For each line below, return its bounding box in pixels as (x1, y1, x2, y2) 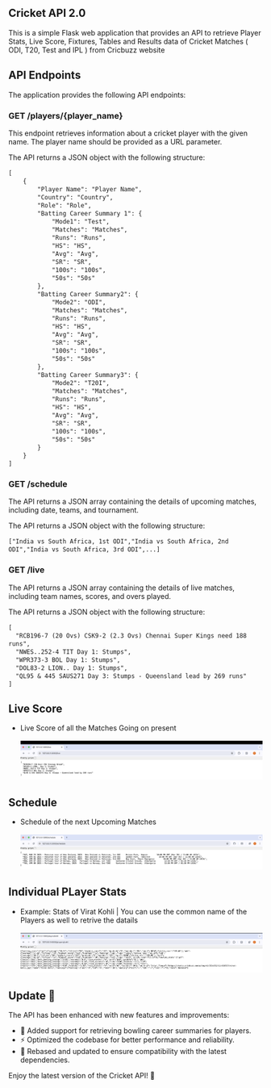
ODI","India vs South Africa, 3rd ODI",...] (8, 546, 161, 554)
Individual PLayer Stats (8, 885, 127, 899)
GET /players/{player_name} (8, 110, 123, 121)
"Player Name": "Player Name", (37, 185, 143, 193)
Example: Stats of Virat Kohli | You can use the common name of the (19, 906, 248, 916)
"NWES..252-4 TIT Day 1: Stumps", (15, 647, 131, 656)
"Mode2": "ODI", (51, 298, 106, 306)
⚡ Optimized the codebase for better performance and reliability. (19, 1035, 236, 1044)
